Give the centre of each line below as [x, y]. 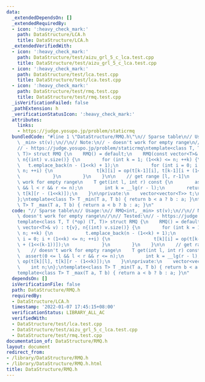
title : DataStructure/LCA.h [53, 40]
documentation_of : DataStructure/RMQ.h [57, 341]
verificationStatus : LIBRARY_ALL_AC [58, 313]
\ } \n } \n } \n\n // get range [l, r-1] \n [103, 177]
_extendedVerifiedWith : [42, 46]
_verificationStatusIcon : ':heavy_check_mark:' [74, 114]
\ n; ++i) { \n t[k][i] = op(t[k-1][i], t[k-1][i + [103, 171]
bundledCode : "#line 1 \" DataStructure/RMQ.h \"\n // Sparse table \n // [102, 137]
